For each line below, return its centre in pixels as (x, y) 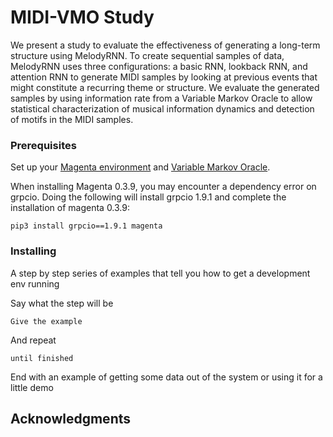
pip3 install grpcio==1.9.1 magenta (86, 226)
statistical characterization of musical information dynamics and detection (162, 108)
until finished (42, 358)
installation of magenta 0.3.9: (70, 208)
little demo (32, 387)
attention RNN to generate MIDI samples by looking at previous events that (164, 77)
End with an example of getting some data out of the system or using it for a (166, 377)
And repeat (33, 340)
